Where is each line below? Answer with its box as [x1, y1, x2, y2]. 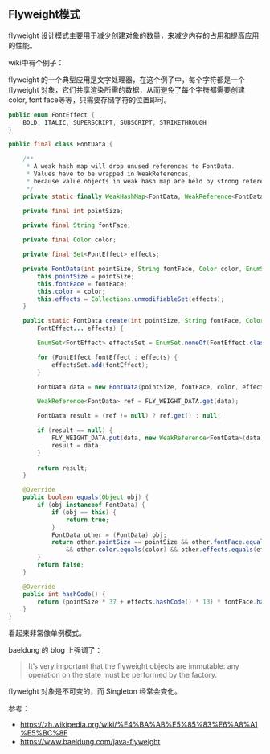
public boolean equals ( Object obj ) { [22, 493, 149, 501]
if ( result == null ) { [37, 426, 113, 435]
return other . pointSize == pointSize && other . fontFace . [51, 538, 247, 546]
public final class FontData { [8, 140, 113, 149]
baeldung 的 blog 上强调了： [8, 645, 103, 655]
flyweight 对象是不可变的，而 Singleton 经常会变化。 [8, 686, 182, 696]
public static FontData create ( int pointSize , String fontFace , [22, 317, 243, 325]
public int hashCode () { [22, 590, 106, 598]
